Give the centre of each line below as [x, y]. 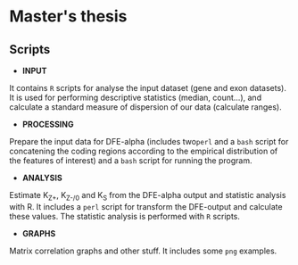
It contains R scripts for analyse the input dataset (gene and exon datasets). [148, 88]
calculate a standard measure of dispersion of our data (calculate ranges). [146, 107]
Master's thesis [68, 17]
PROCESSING [48, 124]
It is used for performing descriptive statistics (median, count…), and [135, 97]
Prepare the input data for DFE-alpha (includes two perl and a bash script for [149, 141]
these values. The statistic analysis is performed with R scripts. [125, 216]
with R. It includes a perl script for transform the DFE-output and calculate [146, 206]
